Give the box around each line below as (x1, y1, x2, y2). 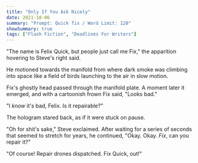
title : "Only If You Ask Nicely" (6, 8, 91, 15)
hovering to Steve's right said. (6, 54, 81, 62)
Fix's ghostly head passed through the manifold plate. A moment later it (6, 84, 185, 91)
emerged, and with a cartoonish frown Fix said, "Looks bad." (6, 91, 157, 98)
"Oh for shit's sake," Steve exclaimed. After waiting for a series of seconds (6, 126, 193, 133)
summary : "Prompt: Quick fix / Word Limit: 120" (6, 20, 131, 26)
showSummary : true (6, 25, 53, 32)
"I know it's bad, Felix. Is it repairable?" (6, 102, 104, 109)
